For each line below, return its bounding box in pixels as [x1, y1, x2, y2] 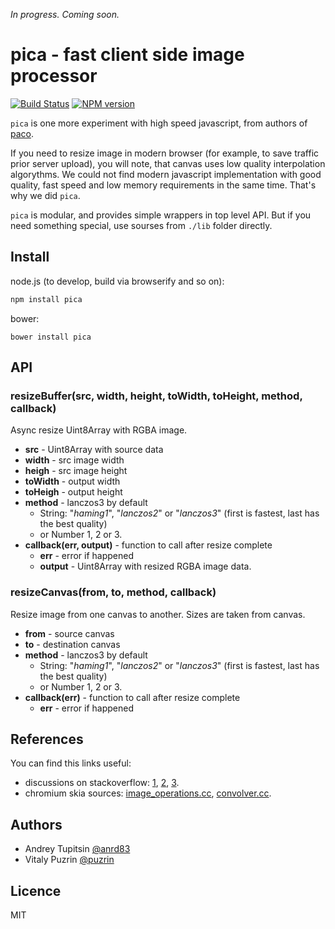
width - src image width [24, 454, 125, 466]
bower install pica [10, 332, 92, 342]
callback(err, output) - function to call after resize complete [24, 539, 273, 551]
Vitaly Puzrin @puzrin [24, 854, 115, 866]
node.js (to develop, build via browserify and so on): [10, 275, 225, 287]
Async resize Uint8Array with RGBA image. [10, 424, 188, 436]
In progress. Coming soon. [10, 9, 120, 20]
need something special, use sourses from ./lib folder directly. [10, 219, 273, 231]
